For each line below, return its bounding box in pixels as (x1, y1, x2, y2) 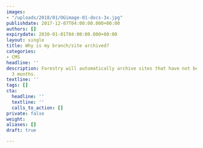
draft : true (6, 127, 36, 133)
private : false (6, 110, 45, 116)
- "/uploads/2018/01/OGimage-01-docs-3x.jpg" (6, 15, 123, 21)
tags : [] (6, 82, 28, 89)
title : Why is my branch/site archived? (6, 43, 110, 49)
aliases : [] (6, 122, 36, 128)
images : (6, 8, 26, 15)
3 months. (11, 71, 36, 77)
